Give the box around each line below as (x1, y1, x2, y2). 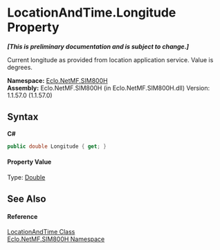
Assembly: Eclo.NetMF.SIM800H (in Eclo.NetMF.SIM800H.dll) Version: (7, 84, 210, 92)
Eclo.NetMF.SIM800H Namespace (7, 235, 105, 243)
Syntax (7, 111, 39, 123)
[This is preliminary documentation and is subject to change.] (7, 42, 189, 50)
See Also (7, 193, 46, 205)
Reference (7, 212, 38, 220)
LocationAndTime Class (7, 228, 75, 236)
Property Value (7, 157, 52, 166)
